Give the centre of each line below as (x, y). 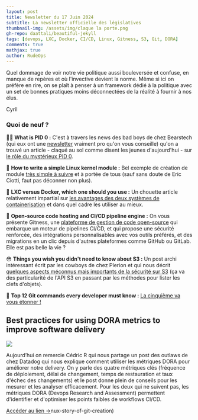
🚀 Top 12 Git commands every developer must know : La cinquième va (93, 295)
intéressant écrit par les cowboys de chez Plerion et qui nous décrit (88, 265)
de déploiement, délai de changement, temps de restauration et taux (90, 374)
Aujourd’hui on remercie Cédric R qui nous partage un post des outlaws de (97, 355)
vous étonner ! (24, 302)
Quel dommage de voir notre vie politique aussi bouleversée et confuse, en (98, 72)
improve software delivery (56, 330)
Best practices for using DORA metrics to (83, 320)
